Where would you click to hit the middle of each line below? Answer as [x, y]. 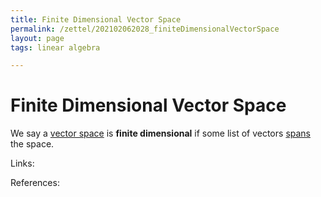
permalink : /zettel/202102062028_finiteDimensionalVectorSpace [145, 29]
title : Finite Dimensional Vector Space [96, 19]
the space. [32, 144]
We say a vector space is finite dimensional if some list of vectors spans [160, 133]
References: [35, 183]
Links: [22, 163]
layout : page [37, 38]
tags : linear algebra [55, 47]
